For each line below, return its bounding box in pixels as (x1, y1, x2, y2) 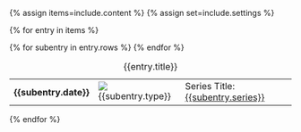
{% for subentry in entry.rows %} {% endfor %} (9, 42, 185, 53)
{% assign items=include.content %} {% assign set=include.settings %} (9, 8, 275, 18)
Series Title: (185, 80, 236, 92)
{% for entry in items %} (9, 25, 99, 35)
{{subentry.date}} (13, 87, 90, 98)
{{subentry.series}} (185, 91, 265, 103)
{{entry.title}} (123, 61, 178, 72)
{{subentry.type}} (98, 90, 172, 102)
